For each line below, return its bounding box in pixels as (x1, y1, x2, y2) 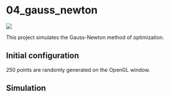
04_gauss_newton (6, 4, 98, 17)
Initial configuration (6, 51, 79, 61)
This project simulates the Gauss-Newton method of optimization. (6, 33, 165, 41)
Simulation (6, 83, 46, 93)
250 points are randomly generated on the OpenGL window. (6, 66, 151, 73)
